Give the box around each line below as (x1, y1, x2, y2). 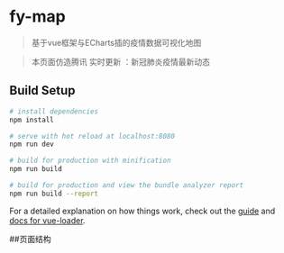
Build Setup (9, 83, 76, 98)
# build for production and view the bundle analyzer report (9, 181, 244, 190)
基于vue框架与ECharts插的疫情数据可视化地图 (31, 37, 202, 48)
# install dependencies (9, 106, 99, 116)
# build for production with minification (9, 156, 171, 166)
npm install (9, 115, 54, 124)
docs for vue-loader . (9, 214, 86, 226)
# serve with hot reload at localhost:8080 (9, 131, 176, 140)
